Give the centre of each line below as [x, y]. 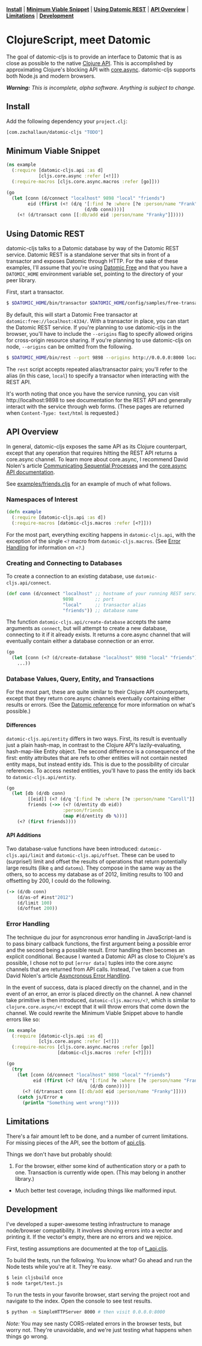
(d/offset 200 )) [38, 908]
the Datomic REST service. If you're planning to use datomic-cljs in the [94, 327]
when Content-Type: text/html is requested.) [63, 412]
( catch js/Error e [40, 1098]
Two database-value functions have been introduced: [73, 848]
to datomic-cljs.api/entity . [41, 777]
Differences [21, 725]
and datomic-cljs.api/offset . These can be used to [110, 855]
